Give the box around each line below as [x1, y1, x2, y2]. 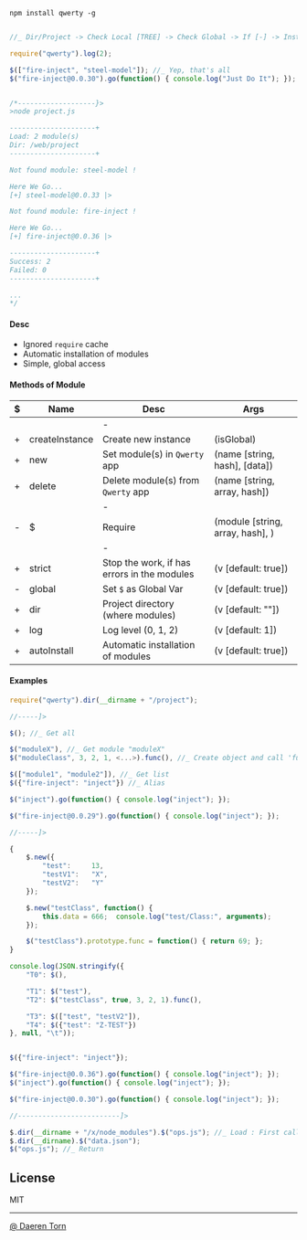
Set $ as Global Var [101, 582, 184, 595]
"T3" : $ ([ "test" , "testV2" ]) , [26, 1012, 142, 1021]
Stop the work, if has [101, 556, 192, 568]
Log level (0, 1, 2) [101, 623, 179, 636]
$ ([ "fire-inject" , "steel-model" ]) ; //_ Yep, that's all [9, 65, 231, 75]
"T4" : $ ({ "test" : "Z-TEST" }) [26, 1020, 137, 1030]
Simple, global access [22, 358, 106, 369]
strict [28, 562, 52, 575]
